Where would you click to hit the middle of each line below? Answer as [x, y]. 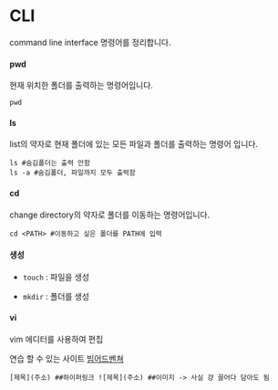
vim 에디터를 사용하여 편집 [57, 339]
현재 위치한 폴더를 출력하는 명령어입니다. [81, 85]
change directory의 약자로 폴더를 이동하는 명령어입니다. [110, 215]
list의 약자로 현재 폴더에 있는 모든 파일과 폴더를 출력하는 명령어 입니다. [134, 144]
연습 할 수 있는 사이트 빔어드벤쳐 [67, 358]
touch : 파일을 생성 [56, 277]
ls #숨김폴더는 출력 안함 [50, 163]
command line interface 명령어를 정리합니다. [90, 42]
